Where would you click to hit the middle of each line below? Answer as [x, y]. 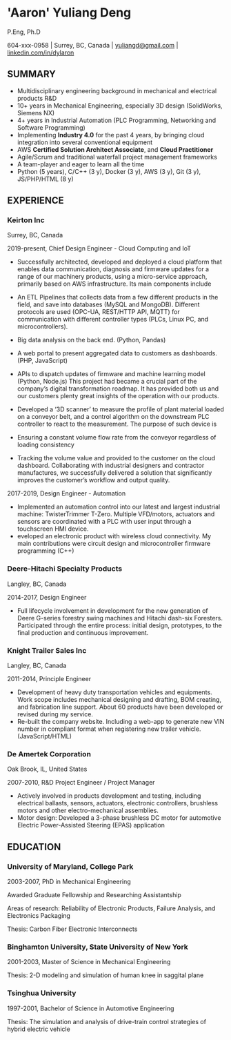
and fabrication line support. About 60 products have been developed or [120, 707]
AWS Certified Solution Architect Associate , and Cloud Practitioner [115, 149]
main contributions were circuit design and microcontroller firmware [114, 544]
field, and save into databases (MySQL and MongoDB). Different [108, 304]
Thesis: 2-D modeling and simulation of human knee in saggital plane [106, 975]
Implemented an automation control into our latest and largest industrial [119, 507]
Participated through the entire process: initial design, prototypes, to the [119, 625]
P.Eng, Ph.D [24, 32]
